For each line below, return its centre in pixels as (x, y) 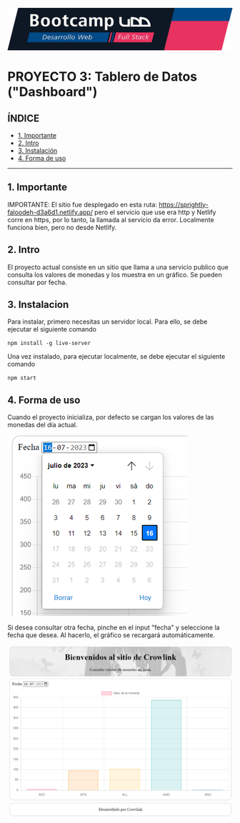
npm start (22, 378)
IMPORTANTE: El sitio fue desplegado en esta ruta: (82, 204)
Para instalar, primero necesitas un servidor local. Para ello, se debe (107, 321)
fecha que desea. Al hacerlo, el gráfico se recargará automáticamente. (111, 635)
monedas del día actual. (42, 425)
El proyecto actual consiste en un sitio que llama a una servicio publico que (118, 267)
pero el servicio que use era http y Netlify (155, 212)
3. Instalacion (38, 305)
